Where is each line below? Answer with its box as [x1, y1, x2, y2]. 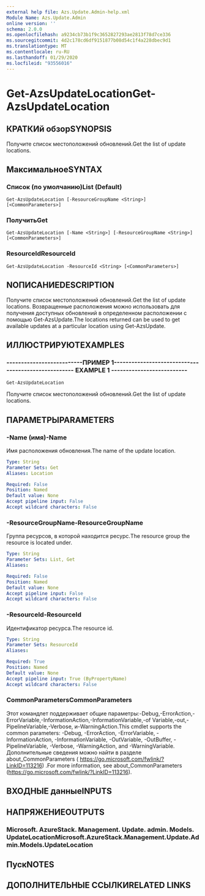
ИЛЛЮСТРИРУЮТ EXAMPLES [6, 340, 125, 350]
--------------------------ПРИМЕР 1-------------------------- [6, 358, 190, 367]
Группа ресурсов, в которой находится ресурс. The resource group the [6, 532, 190, 540]
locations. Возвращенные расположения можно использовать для [6, 302, 181, 310]
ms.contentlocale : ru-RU [6, 49, 70, 55]
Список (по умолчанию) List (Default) [6, 182, 122, 191]
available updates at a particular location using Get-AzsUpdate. [6, 322, 166, 329]
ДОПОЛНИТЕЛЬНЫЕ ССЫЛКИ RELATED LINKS [6, 880, 191, 890]
